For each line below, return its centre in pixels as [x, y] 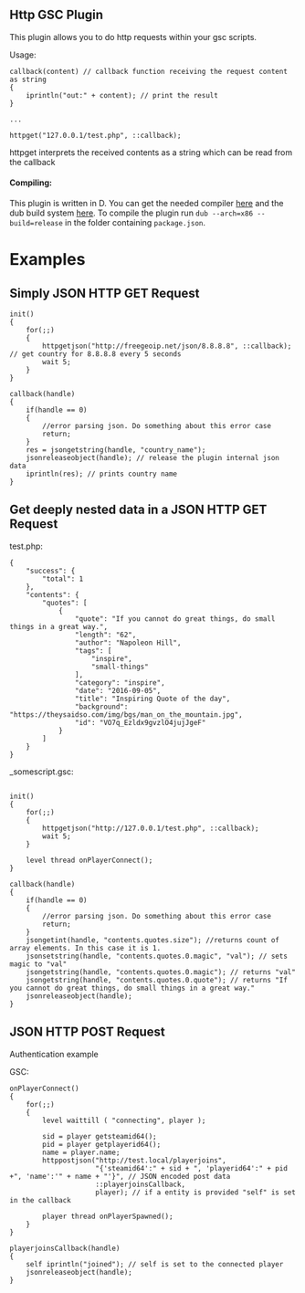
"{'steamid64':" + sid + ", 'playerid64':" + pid [191, 1168]
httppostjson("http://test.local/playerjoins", [134, 1160]
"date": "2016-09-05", [118, 690]
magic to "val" [38, 964]
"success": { [51, 571]
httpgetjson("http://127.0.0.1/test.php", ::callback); [151, 828]
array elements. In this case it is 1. [85, 948]
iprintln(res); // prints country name [102, 474]
